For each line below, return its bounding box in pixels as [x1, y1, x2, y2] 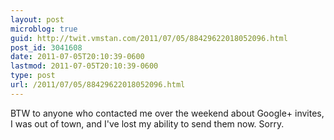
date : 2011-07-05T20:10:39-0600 [10, 52, 145, 62]
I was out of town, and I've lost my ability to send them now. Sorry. [10, 117, 285, 130]
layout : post [10, 14, 65, 25]
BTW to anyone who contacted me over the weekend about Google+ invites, [10, 107, 325, 119]
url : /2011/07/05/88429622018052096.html [10, 80, 186, 90]
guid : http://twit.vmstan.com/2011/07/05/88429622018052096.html [10, 33, 288, 43]
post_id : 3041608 [10, 42, 83, 53]
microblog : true [10, 24, 78, 34]
